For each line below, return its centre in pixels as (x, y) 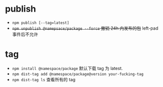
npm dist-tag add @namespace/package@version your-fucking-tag (78, 74)
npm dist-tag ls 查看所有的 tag (44, 79)
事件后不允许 (25, 34)
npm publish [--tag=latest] (41, 23)
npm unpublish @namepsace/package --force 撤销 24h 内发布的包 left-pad (85, 28)
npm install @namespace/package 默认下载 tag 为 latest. (67, 68)
